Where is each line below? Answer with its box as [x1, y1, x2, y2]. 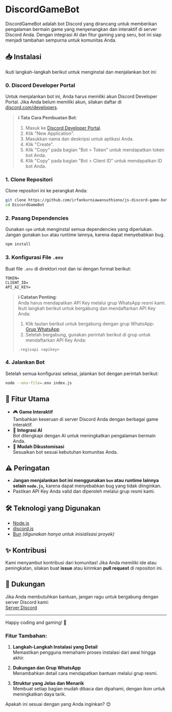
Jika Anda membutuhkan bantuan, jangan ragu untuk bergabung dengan [5, 593, 159, 600]
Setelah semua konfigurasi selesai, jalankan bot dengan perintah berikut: [5, 370, 159, 377]
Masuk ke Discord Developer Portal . [25, 125, 101, 131]
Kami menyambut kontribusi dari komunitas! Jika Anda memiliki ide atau [5, 559, 157, 565]
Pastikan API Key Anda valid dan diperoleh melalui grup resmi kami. [12, 488, 155, 494]
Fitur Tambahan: [5, 632, 48, 639]
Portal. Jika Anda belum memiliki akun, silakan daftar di [5, 99, 122, 105]
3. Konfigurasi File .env [5, 254, 63, 261]
